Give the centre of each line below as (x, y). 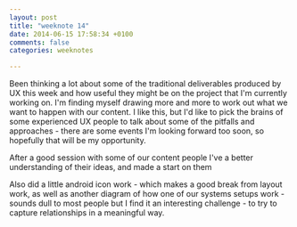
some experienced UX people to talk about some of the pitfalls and (132, 122)
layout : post (33, 17)
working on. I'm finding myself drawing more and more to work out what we (148, 102)
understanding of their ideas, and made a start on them (111, 167)
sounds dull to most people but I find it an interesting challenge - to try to (144, 203)
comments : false (39, 42)
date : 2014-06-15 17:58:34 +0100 (71, 34)
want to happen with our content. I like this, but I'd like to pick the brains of (146, 112)
